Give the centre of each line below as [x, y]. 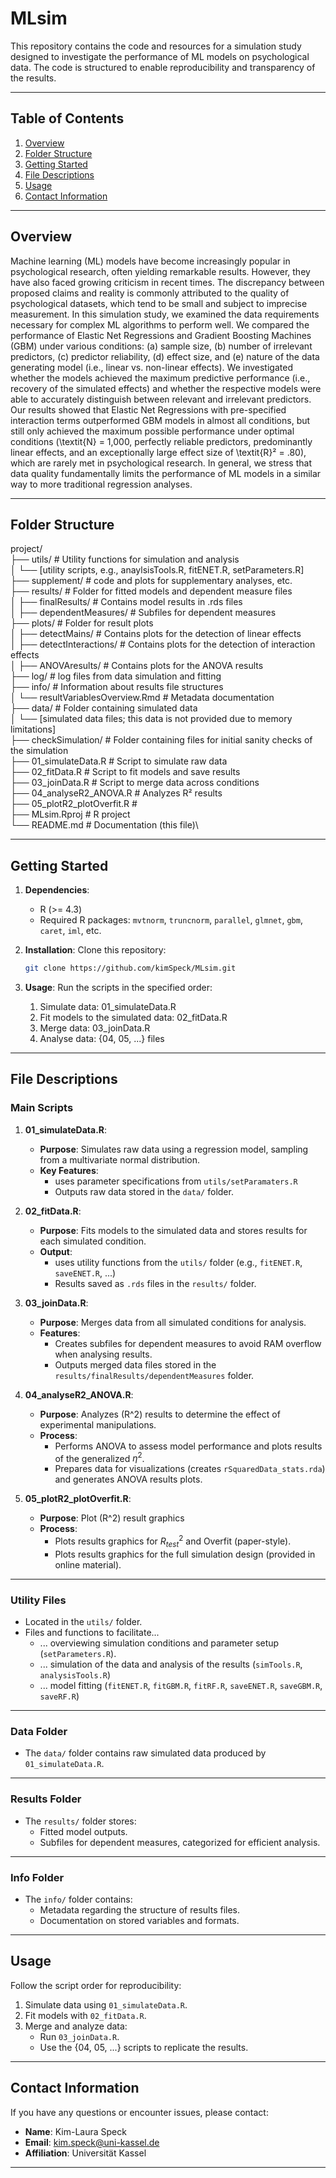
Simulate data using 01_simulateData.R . [106, 2004]
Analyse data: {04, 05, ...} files [102, 1039]
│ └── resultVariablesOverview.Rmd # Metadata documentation [142, 698]
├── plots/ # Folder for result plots [82, 623]
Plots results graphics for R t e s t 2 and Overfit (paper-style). [173, 1541]
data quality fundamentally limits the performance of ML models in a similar [166, 473]
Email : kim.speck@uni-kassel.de [92, 2142]
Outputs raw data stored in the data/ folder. [144, 1191]
